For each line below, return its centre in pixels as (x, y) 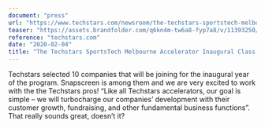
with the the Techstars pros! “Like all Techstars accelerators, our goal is (125, 91)
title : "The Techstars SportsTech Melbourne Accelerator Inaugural (121, 52)
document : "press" (38, 15)
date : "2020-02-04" (40, 45)
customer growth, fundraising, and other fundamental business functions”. (129, 108)
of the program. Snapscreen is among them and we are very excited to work (132, 82)
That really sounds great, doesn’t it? (67, 116)
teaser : (21, 30)
